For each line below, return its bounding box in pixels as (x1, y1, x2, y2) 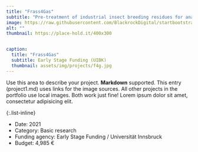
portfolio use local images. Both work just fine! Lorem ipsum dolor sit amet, (6, 91, 188, 98)
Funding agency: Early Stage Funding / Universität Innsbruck (14, 133, 163, 140)
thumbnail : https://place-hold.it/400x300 (6, 31, 112, 37)
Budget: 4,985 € (14, 139, 55, 146)
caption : (6, 47, 28, 52)
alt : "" (6, 25, 25, 31)
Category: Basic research (14, 127, 77, 134)
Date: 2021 (14, 120, 41, 127)
